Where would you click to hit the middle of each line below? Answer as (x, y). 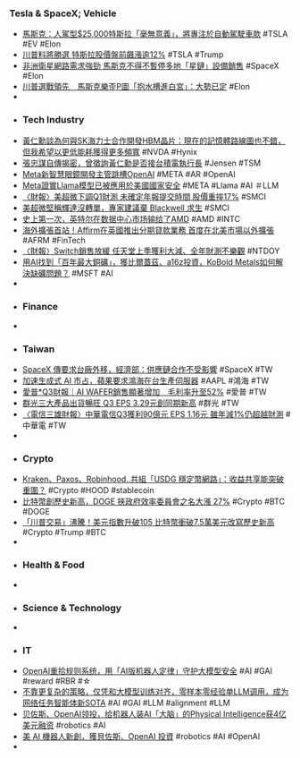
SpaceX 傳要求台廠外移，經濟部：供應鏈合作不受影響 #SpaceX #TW (147, 370)
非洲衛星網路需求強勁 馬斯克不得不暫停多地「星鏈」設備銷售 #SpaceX (150, 66)
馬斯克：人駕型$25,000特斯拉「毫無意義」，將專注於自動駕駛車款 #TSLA (155, 34)
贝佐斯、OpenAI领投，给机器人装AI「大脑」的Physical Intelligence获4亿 (154, 714)
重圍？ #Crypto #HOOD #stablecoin (88, 490)
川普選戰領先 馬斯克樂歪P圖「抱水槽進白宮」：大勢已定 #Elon (136, 87)
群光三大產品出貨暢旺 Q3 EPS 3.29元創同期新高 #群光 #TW (130, 403)
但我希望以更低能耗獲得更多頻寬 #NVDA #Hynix (110, 151)
